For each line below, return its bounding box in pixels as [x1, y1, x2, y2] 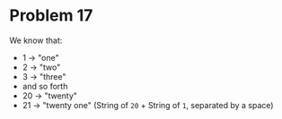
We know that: [9, 35, 63, 46]
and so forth [22, 81, 68, 91]
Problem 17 [9, 5, 93, 26]
